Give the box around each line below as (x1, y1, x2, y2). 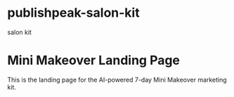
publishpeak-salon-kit (7, 5, 140, 21)
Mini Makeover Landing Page (7, 52, 181, 68)
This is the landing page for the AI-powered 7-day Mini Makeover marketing (7, 75, 227, 84)
